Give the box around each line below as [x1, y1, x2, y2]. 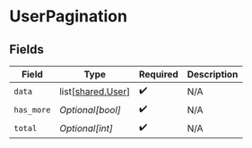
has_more [13, 104, 51, 115]
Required [138, 69, 179, 80]
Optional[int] [59, 122, 114, 135]
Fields [9, 42, 45, 57]
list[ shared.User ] [59, 85, 131, 97]
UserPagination [9, 6, 128, 27]
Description [187, 69, 239, 80]
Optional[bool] [59, 103, 121, 116]
